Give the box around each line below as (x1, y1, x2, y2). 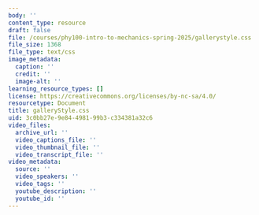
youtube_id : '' (15, 195, 65, 202)
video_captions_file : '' (15, 135, 97, 144)
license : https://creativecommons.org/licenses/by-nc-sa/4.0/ (8, 92, 216, 100)
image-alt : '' (15, 77, 61, 85)
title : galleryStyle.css (8, 107, 90, 115)
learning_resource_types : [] (8, 84, 104, 93)
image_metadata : (8, 56, 61, 64)
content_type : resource (8, 19, 87, 27)
